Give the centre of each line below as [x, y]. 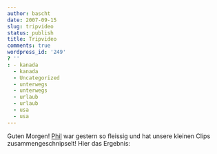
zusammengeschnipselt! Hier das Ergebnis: [69, 143]
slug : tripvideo [30, 26]
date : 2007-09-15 [32, 20]
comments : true [29, 46]
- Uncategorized [37, 78]
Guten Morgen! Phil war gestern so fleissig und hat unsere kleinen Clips [109, 136]
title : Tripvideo [32, 39]
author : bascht [29, 13]
